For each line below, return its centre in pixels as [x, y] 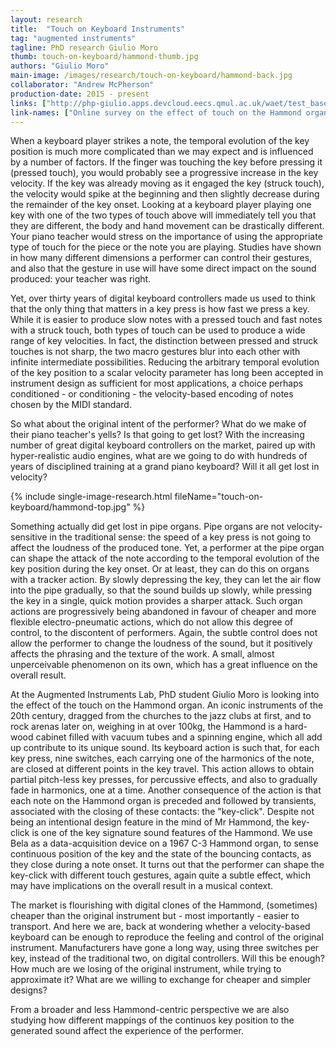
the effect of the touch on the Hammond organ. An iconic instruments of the [167, 705]
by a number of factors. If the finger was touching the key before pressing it [166, 162]
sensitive [29, 537]
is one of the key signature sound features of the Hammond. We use [172, 833]
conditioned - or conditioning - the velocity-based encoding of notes [152, 394]
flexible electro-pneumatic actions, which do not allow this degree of [152, 622]
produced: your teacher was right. [81, 279]
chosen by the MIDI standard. [71, 405]
